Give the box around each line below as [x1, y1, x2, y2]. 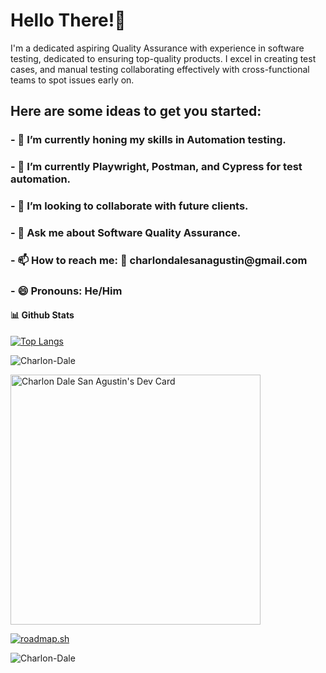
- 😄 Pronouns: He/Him [10, 284, 123, 298]
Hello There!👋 [10, 9, 127, 32]
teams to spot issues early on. [10, 74, 135, 86]
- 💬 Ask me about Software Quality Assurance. [10, 226, 242, 240]
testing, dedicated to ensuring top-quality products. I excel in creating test [10, 52, 317, 64]
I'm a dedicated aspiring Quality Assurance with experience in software [10, 42, 305, 54]
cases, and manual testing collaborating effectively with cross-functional [10, 63, 310, 75]
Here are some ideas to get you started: [10, 103, 262, 120]
